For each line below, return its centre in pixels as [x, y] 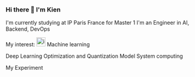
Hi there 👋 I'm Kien [33, 10]
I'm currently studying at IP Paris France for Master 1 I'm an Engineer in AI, [97, 23]
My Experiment [24, 68]
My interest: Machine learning [48, 45]
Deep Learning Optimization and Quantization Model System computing [94, 56]
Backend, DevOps [28, 29]
